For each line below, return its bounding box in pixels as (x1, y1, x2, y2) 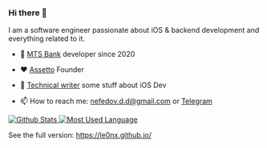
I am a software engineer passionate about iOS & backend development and (8, 26, 260, 35)
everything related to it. (8, 34, 86, 43)
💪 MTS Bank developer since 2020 (19, 50, 136, 59)
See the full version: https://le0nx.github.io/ (8, 130, 152, 140)
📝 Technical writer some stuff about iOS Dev (19, 80, 167, 90)
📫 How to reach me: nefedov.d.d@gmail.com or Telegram (19, 96, 212, 106)
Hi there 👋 (8, 7, 48, 18)
